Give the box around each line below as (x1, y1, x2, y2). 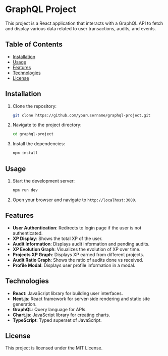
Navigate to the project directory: (12, 122, 82, 128)
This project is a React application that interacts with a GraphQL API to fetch (5, 20, 163, 26)
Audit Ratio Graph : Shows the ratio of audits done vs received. (12, 257, 144, 263)
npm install (12, 150, 38, 156)
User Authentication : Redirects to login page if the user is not (12, 224, 142, 230)
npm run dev (12, 188, 38, 193)
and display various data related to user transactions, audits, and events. (5, 25, 156, 31)
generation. (12, 301, 37, 307)
